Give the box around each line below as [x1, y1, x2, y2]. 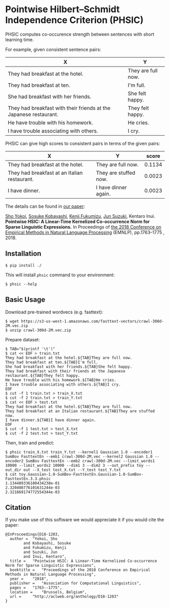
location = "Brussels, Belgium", [10, 590, 87, 595]
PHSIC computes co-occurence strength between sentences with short [5, 31, 154, 37]
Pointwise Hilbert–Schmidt [5, 4, 120, 15]
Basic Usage [5, 296, 46, 304]
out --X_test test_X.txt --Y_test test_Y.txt [23, 467, 121, 472]
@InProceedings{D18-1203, [5, 532, 60, 537]
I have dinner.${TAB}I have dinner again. [5, 418, 96, 423]
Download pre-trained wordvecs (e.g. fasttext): [5, 309, 104, 315]
